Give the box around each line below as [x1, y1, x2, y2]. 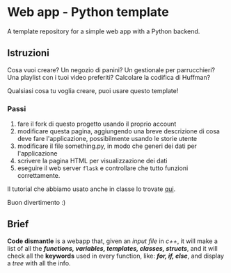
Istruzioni [7, 47, 50, 59]
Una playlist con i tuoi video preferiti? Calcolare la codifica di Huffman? [7, 73, 211, 81]
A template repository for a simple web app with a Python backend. [7, 27, 200, 35]
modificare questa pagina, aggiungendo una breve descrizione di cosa [17, 127, 221, 135]
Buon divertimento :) [7, 199, 66, 207]
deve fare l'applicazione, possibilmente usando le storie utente [17, 135, 198, 143]
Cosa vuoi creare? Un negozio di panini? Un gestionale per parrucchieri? [7, 65, 216, 74]
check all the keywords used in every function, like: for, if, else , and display [7, 251, 225, 260]
